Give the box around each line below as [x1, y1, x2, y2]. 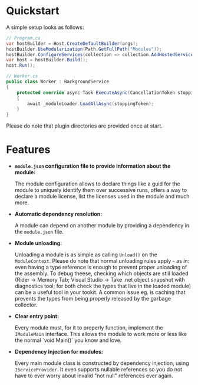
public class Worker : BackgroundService [6, 79, 110, 85]
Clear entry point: [14, 313, 60, 320]
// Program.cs [6, 35, 41, 41]
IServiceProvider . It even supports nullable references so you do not [14, 366, 183, 373]
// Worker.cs [6, 73, 38, 79]
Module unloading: [14, 240, 62, 247]
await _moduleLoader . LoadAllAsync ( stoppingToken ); [27, 100, 154, 107]
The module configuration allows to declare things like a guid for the [14, 180, 181, 187]
